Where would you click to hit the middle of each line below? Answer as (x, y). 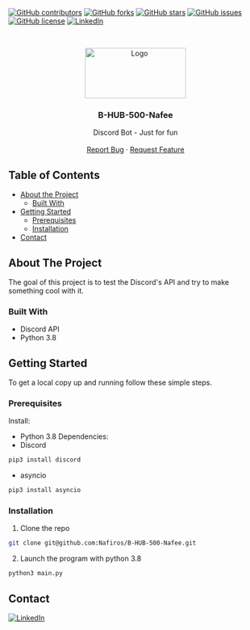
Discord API (40, 329)
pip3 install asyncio (45, 490)
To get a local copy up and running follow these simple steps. (110, 382)
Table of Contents (54, 175)
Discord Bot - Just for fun (135, 132)
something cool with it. (46, 290)
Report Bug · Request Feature (135, 150)
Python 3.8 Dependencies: (64, 436)
